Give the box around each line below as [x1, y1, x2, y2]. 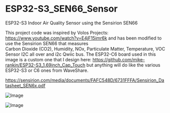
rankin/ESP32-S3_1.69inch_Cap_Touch [5, 62, 85, 68]
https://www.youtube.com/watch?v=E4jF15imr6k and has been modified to [5, 35, 162, 41]
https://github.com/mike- [92, 56, 145, 62]
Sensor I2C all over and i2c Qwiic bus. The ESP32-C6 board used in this [5, 51, 156, 57]
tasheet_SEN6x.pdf [5, 82, 46, 89]
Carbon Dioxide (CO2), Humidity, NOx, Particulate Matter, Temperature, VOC [5, 46, 165, 52]
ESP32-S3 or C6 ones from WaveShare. [5, 67, 89, 73]
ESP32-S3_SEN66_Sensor [5, 3, 118, 15]
